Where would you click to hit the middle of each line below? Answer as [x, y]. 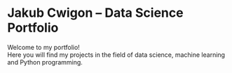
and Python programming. [45, 62]
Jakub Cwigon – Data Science [95, 13]
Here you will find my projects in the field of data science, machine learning [116, 55]
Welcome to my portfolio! [44, 47]
